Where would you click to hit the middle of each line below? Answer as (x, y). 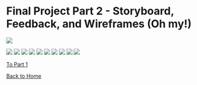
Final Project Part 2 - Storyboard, (90, 11)
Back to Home (24, 76)
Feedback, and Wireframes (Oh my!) (99, 24)
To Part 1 (17, 64)
